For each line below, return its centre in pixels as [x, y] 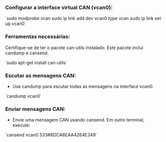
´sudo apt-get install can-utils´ [36, 62]
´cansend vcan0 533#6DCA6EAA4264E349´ [51, 135]
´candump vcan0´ [23, 96]
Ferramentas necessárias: [38, 36]
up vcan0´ [16, 23]
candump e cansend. [27, 53]
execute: [21, 125]
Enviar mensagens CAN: [35, 109]
